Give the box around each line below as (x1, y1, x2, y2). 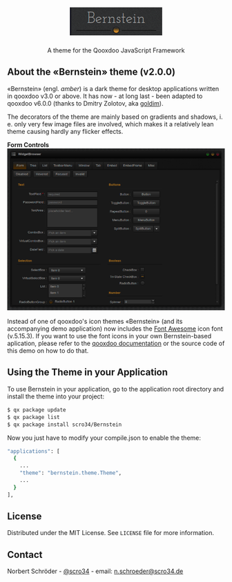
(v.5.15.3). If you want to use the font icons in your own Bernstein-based (7, 332, 212, 340)
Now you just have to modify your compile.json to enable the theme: (7, 434, 202, 442)
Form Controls (7, 140, 50, 148)
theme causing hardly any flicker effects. (7, 127, 124, 135)
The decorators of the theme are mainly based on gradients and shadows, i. (7, 113, 223, 121)
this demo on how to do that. (7, 347, 89, 355)
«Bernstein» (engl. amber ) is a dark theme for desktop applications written (7, 84, 220, 93)
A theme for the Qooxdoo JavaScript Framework (47, 46, 185, 55)
